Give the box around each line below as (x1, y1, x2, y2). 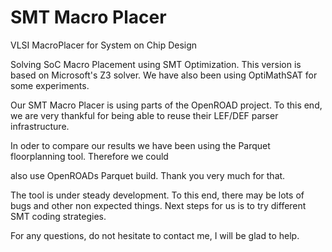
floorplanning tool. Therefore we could (10, 150, 169, 162)
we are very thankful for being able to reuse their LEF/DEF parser (10, 109, 279, 121)
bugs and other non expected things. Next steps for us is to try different (10, 199, 307, 211)
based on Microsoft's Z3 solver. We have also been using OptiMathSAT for (10, 69, 318, 81)
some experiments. (10, 79, 90, 91)
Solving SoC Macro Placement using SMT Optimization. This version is (10, 58, 302, 70)
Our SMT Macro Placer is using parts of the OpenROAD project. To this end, (10, 99, 323, 111)
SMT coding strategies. (10, 210, 107, 222)
